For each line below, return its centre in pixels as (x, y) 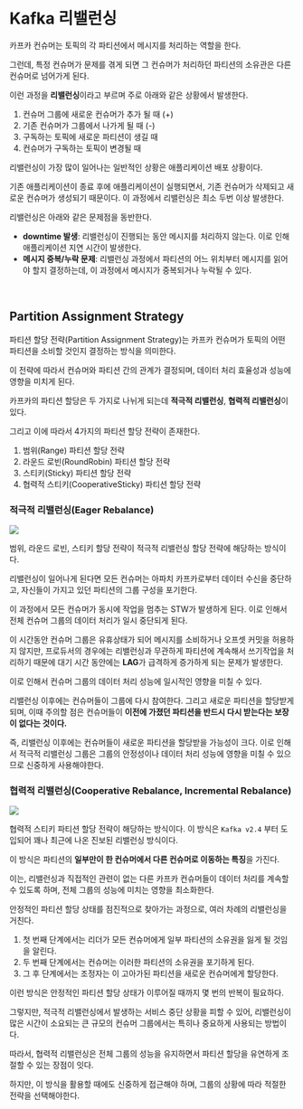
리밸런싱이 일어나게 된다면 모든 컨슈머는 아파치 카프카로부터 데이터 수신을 (139, 578)
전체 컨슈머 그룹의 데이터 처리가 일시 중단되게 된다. (99, 621)
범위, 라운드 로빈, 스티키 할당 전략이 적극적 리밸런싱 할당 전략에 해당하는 (136, 549)
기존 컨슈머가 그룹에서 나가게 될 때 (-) (89, 125)
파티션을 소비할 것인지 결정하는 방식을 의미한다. (93, 351)
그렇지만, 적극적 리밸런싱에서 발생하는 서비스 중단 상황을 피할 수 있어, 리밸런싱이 (151, 1012)
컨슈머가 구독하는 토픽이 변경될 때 (82, 148)
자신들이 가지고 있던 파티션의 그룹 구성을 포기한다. (109, 590)
